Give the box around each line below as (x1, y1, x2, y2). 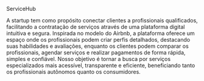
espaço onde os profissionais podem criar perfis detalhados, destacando (6, 36, 191, 43)
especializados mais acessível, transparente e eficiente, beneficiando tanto (6, 62, 195, 69)
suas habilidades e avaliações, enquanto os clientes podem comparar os (6, 42, 189, 50)
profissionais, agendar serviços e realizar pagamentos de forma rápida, (6, 49, 186, 56)
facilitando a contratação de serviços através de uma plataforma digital (6, 24, 185, 30)
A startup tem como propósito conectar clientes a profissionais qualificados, (6, 17, 198, 24)
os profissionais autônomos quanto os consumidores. (6, 68, 141, 75)
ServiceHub (6, 5, 37, 12)
